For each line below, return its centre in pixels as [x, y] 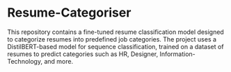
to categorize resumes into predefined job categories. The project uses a [112, 39]
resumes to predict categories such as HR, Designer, [83, 54]
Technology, [25, 61]
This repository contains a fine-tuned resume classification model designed [115, 32]
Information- [178, 54]
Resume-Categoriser [69, 13]
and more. [59, 61]
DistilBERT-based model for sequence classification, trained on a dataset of [115, 46]
